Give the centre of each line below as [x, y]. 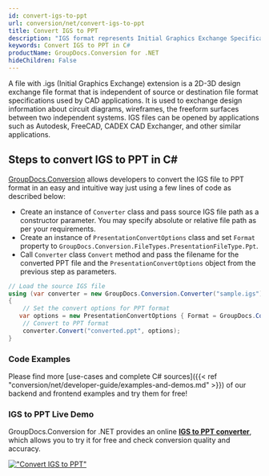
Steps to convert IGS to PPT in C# [93, 160]
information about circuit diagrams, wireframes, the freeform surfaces [124, 108]
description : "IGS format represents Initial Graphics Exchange [118, 38]
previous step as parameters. [68, 271]
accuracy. [25, 449]
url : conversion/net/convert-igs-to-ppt [77, 23]
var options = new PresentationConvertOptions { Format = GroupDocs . [137, 316]
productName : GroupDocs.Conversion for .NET [84, 53]
